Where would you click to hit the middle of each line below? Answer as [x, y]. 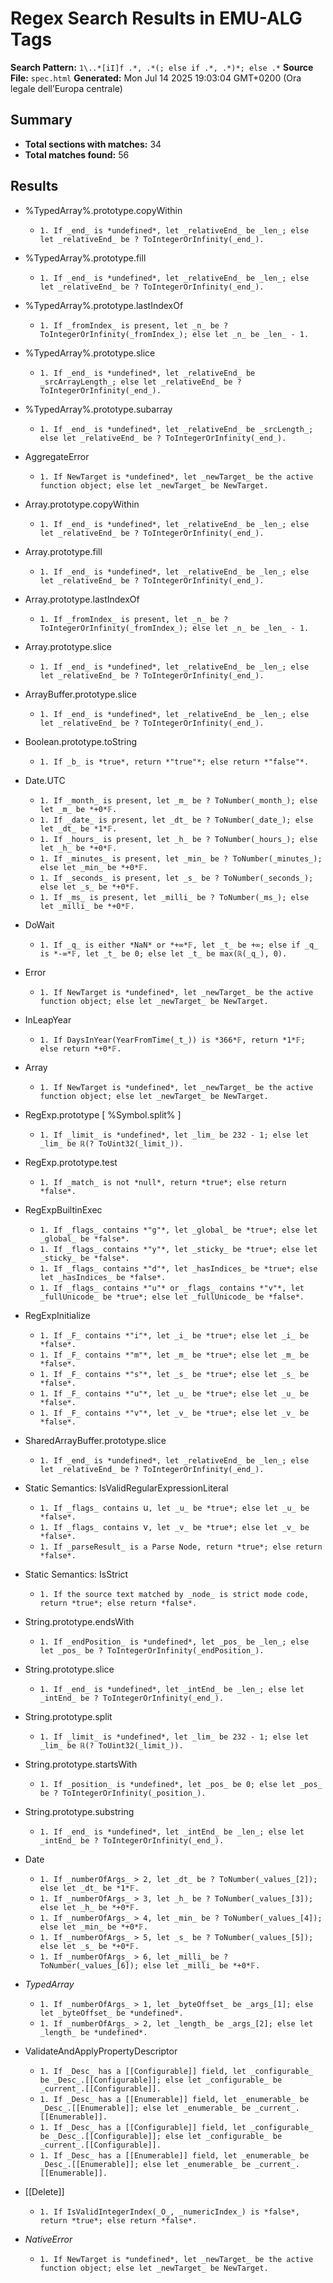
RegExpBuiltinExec [63, 1209]
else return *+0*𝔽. [80, 1048]
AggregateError [57, 456]
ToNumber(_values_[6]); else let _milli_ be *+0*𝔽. [150, 1965]
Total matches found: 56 [77, 154]
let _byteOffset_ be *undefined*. [111, 2013]
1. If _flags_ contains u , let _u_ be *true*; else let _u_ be [174, 1507]
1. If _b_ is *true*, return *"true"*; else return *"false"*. [174, 762]
